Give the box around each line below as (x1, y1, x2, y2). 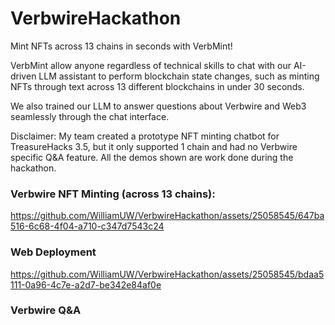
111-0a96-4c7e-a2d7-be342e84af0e (10, 278, 162, 291)
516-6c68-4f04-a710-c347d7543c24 (10, 220, 165, 232)
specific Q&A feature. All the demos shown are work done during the (10, 151, 294, 163)
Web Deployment (10, 245, 97, 259)
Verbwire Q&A (10, 303, 82, 317)
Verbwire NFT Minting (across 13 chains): (10, 187, 216, 201)
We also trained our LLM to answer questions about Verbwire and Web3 (10, 100, 307, 112)
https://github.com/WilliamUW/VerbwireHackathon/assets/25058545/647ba (10, 210, 325, 222)
